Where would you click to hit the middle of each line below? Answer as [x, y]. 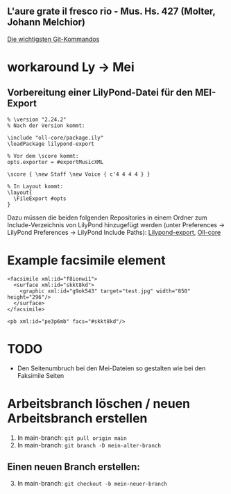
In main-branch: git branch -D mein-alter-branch [89, 445]
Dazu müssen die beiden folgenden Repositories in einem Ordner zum [108, 217]
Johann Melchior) [46, 23]
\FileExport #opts [40, 198]
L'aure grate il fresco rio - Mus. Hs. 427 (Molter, [111, 11]
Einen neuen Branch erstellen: [74, 467]
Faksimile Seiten [41, 375]
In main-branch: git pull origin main [72, 438]
